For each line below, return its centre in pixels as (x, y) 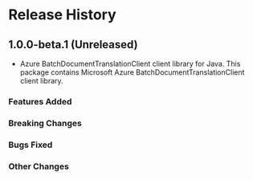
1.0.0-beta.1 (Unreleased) (73, 45)
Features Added (40, 101)
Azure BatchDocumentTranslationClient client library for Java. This (130, 63)
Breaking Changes (45, 123)
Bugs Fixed (31, 145)
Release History (62, 15)
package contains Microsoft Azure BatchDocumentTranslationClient (132, 72)
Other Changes (39, 166)
